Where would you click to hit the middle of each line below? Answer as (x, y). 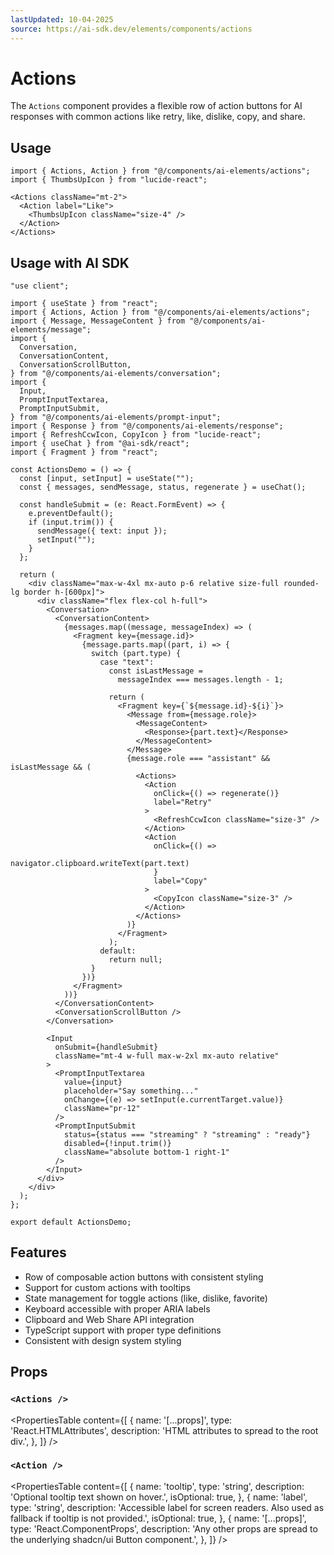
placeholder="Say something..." (131, 1091)
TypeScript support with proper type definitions (123, 1330)
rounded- (301, 584)
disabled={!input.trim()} (117, 1144)
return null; (135, 960)
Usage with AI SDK (70, 262)
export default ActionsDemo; (71, 1222)
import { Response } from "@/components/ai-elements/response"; (147, 426)
